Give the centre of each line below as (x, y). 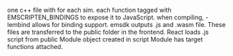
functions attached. (35, 47)
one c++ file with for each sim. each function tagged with (89, 10)
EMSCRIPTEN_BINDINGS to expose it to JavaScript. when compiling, (106, 17)
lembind (19, 25)
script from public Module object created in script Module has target (105, 39)
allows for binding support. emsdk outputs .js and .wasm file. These (129, 25)
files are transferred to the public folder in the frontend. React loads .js (108, 32)
